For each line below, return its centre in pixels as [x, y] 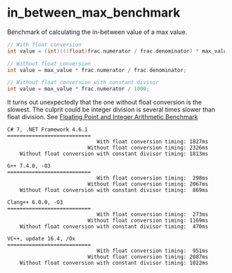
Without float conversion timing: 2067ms [148, 184]
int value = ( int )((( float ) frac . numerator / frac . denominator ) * [103, 51]
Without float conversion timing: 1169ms [148, 221]
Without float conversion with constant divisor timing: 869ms [114, 191]
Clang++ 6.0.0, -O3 [35, 202]
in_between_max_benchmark [94, 13]
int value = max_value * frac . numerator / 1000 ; [78, 89]
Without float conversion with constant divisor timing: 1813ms [114, 154]
